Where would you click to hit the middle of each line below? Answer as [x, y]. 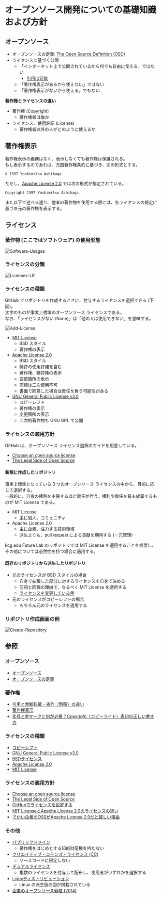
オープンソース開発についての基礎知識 [81, 10]
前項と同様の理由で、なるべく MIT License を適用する [73, 587]
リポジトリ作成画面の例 [32, 619]
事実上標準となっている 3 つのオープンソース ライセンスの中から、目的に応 [80, 484]
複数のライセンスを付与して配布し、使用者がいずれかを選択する [83, 872]
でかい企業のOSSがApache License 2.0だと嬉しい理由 [66, 817]
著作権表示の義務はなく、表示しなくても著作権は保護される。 [66, 159]
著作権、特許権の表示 [40, 373]
